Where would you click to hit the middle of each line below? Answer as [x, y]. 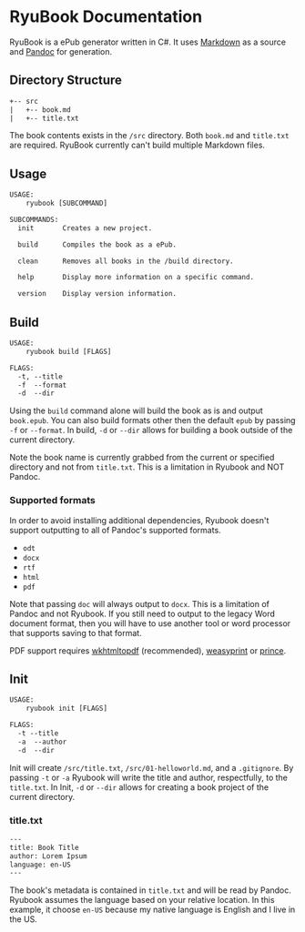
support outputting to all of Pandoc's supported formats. [115, 530]
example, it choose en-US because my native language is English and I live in [152, 910]
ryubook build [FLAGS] [69, 351]
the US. [24, 919]
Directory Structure [66, 81]
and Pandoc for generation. [61, 51]
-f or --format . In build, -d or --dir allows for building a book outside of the [151, 431]
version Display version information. [97, 294]
